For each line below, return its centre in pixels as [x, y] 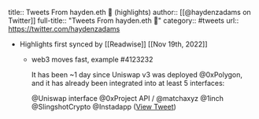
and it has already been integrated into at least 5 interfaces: [128, 83]
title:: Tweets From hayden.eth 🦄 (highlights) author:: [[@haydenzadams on [130, 12]
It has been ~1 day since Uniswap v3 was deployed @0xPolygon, [137, 74]
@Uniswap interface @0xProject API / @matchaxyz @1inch [128, 98]
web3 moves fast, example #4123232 [92, 59]
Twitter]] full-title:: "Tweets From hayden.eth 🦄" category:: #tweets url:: [124, 20]
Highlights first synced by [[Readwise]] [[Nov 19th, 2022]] [113, 44]
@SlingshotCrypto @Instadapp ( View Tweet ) [104, 107]
